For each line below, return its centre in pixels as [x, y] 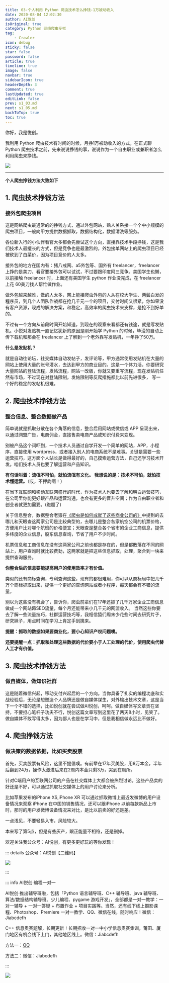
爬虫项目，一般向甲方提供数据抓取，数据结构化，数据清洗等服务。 [73, 231]
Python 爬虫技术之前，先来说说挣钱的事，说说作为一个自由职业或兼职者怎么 [84, 149]
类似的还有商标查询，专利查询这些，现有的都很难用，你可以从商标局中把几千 [84, 579]
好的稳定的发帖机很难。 [34, 384]
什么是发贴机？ [21, 348]
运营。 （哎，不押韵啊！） [39, 481]
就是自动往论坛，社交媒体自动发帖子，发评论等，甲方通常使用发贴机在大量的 [84, 359]
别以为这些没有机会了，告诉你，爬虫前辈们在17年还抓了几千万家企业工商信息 [84, 602]
